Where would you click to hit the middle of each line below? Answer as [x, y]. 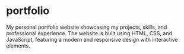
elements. [18, 46]
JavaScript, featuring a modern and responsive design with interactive [92, 39]
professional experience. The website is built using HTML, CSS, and [89, 33]
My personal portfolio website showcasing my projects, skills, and [87, 27]
